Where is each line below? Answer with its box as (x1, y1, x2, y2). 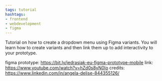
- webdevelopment (5, 21, 41, 26)
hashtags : (5, 12, 26, 17)
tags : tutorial (5, 7, 37, 12)
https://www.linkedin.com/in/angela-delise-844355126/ (5, 70, 120, 76)
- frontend (5, 16, 28, 21)
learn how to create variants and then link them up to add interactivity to (5, 45, 154, 51)
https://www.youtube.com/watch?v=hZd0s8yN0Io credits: (5, 65, 125, 71)
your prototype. (5, 50, 37, 56)
